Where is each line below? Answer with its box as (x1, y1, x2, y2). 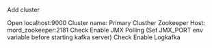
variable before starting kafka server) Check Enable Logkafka (7, 33, 181, 41)
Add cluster (7, 6, 40, 14)
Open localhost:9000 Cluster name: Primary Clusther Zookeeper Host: (7, 19, 205, 26)
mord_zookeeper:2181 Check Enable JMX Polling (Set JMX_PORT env (7, 26, 204, 34)
